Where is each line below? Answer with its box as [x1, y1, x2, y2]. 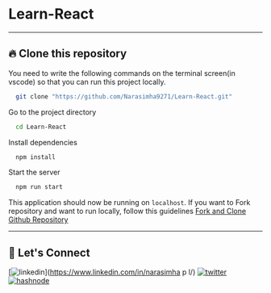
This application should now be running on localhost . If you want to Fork [8, 198, 251, 207]
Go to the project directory [8, 107, 97, 117]
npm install [15, 153, 56, 161]
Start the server [8, 167, 60, 178]
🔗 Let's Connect [8, 245, 90, 259]
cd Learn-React [15, 123, 67, 131]
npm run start [15, 183, 63, 191]
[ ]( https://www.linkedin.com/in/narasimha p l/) [8, 267, 196, 277]
